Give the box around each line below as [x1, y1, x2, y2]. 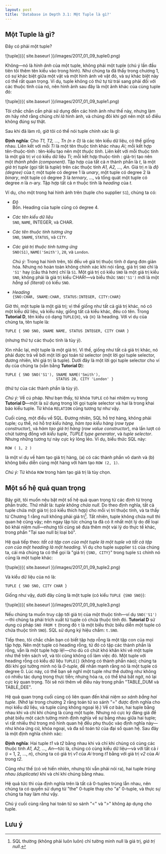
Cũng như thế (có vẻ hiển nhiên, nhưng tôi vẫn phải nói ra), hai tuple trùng [5, 765, 156, 771]
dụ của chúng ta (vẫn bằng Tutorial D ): [5, 363, 84, 369]
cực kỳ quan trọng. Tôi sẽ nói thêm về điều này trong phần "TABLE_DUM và [5, 679, 159, 684]
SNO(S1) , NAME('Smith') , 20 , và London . [12, 249, 89, 255]
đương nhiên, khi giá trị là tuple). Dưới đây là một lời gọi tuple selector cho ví [5, 357, 160, 363]
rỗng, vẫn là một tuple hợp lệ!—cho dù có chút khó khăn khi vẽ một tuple [5, 647, 153, 653]
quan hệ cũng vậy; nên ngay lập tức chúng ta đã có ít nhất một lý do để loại [5, 518, 159, 524]
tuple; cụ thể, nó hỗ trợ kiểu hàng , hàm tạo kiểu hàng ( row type [5, 420, 134, 426]
